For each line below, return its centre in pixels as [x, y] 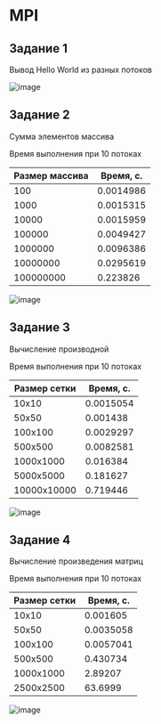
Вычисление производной [59, 349]
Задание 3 [40, 327]
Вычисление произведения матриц [76, 561]
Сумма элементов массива [62, 136]
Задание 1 [39, 49]
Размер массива [51, 175]
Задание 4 [40, 540]
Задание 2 [40, 115]
